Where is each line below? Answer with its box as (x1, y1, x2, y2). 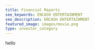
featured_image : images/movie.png (5, 21, 79, 27)
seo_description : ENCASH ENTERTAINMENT (5, 17, 90, 22)
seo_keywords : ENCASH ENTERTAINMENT (5, 12, 83, 17)
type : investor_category (5, 26, 58, 31)
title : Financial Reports (5, 7, 60, 13)
